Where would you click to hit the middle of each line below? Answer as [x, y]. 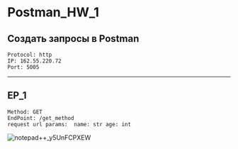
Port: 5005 [23, 67]
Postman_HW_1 [53, 12]
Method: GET [25, 112]
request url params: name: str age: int [69, 124]
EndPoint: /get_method [41, 118]
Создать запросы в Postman [73, 39]
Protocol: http [30, 55]
